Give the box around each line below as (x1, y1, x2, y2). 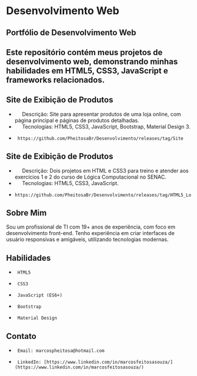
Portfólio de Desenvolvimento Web (6, 28, 136, 38)
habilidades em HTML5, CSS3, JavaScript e (6, 66, 169, 76)
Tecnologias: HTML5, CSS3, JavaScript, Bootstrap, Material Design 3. (22, 123, 191, 130)
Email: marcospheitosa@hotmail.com (17, 348, 105, 354)
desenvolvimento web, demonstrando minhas (6, 56, 178, 66)
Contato (6, 331, 36, 341)
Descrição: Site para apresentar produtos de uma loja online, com (22, 110, 181, 117)
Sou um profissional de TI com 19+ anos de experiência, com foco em (6, 223, 175, 230)
